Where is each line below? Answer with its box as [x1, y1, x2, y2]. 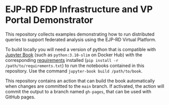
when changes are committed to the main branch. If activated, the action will [5, 83, 164, 89]
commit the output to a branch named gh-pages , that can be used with [5, 88, 151, 94]
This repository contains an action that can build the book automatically [5, 78, 155, 84]
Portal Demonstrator [5, 14, 93, 26]
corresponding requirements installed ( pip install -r [5, 57, 118, 63]
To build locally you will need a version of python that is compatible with [5, 46, 156, 52]
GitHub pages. [5, 94, 36, 100]
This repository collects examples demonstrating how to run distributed [5, 31, 155, 37]
